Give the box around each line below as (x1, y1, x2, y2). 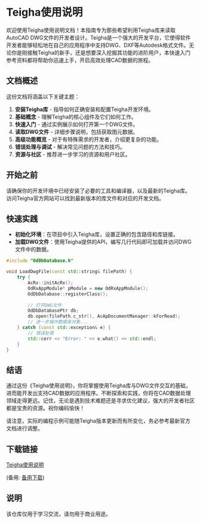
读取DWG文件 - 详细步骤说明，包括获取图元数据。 (14, 128, 139, 135)
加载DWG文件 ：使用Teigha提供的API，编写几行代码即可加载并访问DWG (14, 238, 192, 246)
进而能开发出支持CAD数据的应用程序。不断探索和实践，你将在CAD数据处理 (6, 390, 191, 397)
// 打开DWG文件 (28, 302, 62, 308)
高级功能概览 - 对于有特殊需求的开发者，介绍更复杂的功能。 (14, 136, 163, 143)
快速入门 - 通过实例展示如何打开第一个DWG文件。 (14, 121, 139, 128)
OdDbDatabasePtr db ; (28, 307, 79, 314)
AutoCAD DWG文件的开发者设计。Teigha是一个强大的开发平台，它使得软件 (6, 34, 191, 41)
